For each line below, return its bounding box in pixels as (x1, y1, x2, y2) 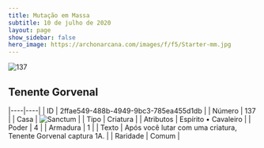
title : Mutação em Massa (8, 11, 90, 20)
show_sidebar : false (8, 33, 77, 42)
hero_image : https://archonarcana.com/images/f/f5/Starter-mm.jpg (8, 41, 232, 49)
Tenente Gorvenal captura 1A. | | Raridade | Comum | (8, 131, 180, 140)
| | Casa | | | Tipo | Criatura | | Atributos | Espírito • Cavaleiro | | (8, 114, 251, 124)
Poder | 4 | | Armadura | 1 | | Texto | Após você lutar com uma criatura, (8, 123, 237, 132)
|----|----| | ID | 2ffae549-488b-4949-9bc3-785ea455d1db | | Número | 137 (8, 105, 256, 115)
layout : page (8, 26, 51, 34)
